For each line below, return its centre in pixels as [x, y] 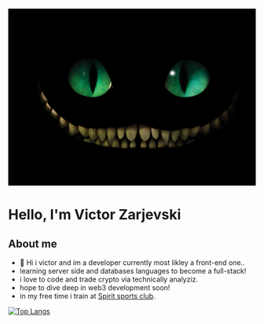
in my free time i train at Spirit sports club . [87, 296]
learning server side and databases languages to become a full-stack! [133, 271]
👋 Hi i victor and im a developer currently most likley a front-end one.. [132, 263]
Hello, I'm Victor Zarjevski [95, 215]
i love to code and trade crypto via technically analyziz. [109, 279]
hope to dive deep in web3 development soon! [95, 287]
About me [33, 243]
